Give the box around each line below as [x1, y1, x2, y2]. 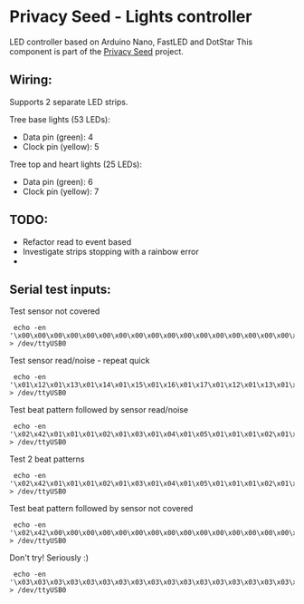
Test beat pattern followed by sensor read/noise [9, 404, 189, 415]
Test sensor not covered [9, 306, 100, 317]
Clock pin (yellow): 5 [22, 141, 100, 151]
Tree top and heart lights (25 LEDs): [9, 159, 143, 170]
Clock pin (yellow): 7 [22, 186, 100, 197]
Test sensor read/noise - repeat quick [9, 356, 150, 366]
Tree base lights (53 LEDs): [9, 113, 110, 124]
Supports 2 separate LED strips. [9, 96, 128, 107]
